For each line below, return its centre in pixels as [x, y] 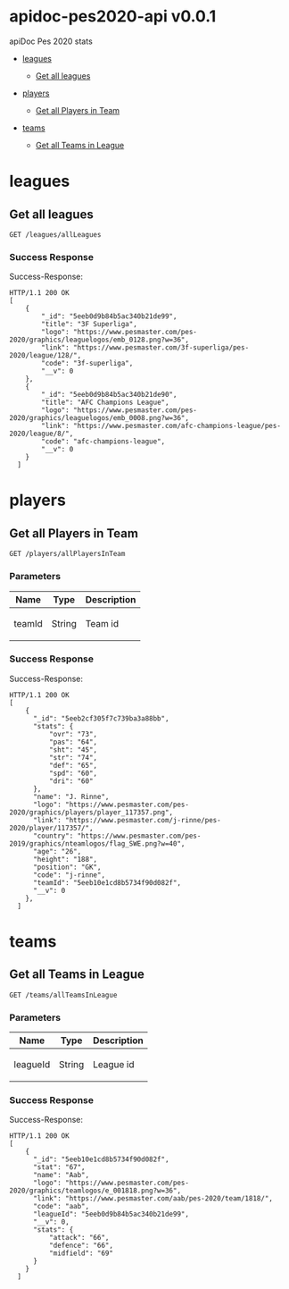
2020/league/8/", [41, 434]
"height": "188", [65, 859]
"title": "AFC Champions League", [105, 403]
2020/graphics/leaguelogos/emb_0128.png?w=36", [99, 340]
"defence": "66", [81, 1246]
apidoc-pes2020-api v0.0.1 [113, 17]
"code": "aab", [61, 1207]
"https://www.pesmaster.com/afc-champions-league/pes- [177, 426]
